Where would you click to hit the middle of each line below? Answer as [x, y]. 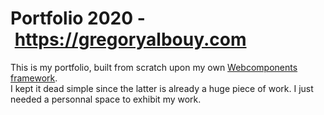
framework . [34, 78]
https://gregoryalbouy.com [130, 39]
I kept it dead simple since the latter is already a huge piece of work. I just [162, 88]
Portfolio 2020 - [78, 18]
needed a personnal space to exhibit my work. [106, 99]
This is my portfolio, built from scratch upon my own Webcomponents [154, 67]
